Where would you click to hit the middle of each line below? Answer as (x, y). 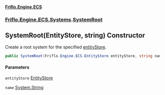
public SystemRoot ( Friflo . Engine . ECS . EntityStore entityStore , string (79, 56)
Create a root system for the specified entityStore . (56, 47)
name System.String (24, 88)
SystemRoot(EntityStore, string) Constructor (75, 35)
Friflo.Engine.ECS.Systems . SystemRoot (54, 20)
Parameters (17, 67)
